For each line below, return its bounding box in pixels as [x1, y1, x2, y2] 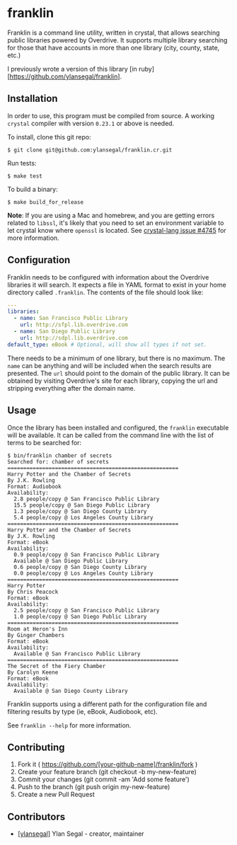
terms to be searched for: [7, 438, 82, 447]
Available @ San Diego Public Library [13, 557, 129, 564]
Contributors [7, 810, 66, 822]
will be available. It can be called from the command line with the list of [7, 430, 214, 439]
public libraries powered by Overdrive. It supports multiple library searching [7, 35, 228, 44]
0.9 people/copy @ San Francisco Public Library [13, 551, 160, 558]
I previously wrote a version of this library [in [7, 64, 138, 73]
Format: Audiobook [7, 483, 62, 490]
